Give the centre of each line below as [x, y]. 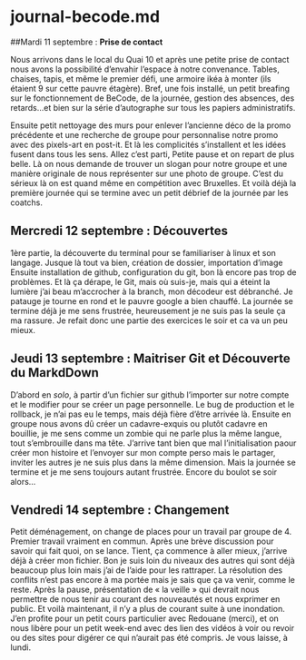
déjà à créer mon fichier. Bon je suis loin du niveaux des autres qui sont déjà [153, 561]
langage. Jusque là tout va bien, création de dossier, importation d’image [147, 262]
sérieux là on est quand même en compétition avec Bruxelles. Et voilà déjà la [153, 182]
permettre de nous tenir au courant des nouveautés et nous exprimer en [145, 599]
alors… [23, 481]
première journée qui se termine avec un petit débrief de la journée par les [149, 192]
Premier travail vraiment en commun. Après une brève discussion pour [142, 541]
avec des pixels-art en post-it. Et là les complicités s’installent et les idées [148, 144]
